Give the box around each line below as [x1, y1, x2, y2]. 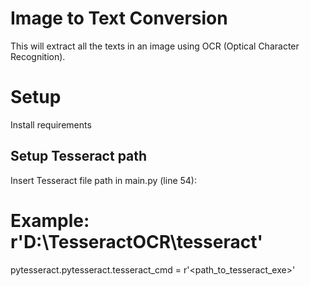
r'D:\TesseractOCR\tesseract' [10, 230, 263, 253]
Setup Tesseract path [10, 148, 148, 165]
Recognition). [10, 50, 66, 62]
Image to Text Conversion [10, 7, 228, 30]
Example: [10, 209, 90, 232]
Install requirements [10, 118, 92, 131]
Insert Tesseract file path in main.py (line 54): [10, 174, 197, 186]
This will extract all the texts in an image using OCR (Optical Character [10, 40, 300, 52]
